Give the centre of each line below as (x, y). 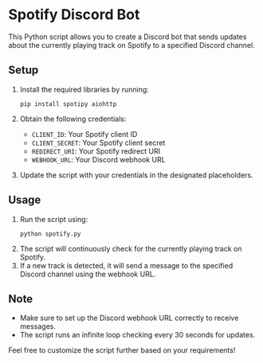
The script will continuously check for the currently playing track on (131, 248)
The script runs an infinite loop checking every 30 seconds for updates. (137, 335)
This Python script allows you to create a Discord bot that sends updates (128, 37)
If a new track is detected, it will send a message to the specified (126, 265)
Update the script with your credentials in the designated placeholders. (136, 175)
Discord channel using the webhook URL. (88, 274)
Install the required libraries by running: (84, 89)
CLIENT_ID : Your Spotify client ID (84, 134)
